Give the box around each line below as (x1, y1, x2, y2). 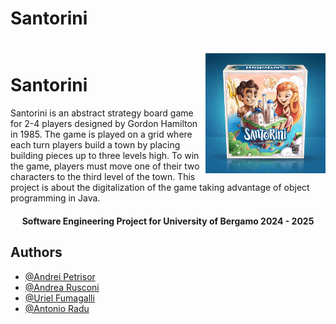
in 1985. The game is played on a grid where (10, 128, 193, 141)
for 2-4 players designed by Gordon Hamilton (10, 118, 198, 130)
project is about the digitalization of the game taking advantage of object (10, 182, 310, 194)
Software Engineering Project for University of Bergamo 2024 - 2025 (21, 215, 315, 227)
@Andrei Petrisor (24, 270, 96, 282)
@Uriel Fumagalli (24, 292, 95, 304)
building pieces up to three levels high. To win (10, 150, 200, 162)
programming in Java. (10, 192, 101, 204)
